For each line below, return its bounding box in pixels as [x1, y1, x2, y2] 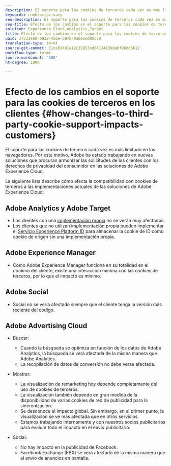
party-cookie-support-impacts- [5, 119, 144, 130]
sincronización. [20, 403, 52, 409]
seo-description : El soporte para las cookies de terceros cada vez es [5, 17, 160, 22]
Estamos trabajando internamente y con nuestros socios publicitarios [20, 419, 166, 425]
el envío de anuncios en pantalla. [20, 455, 90, 461]
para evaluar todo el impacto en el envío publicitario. [20, 425, 131, 431]
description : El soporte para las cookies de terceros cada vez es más [5, 7, 160, 13]
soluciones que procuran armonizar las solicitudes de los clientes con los [5, 157, 159, 164]
